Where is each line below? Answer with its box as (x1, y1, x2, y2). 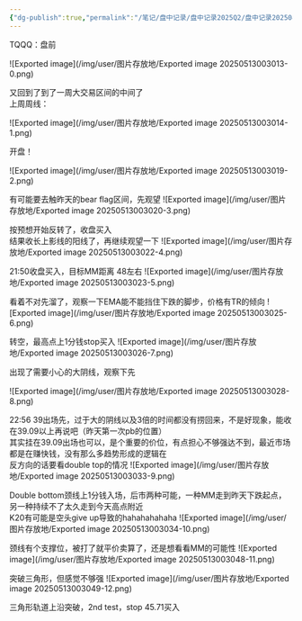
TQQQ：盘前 (9, 39, 57, 49)
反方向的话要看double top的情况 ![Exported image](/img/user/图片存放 (9, 459, 270, 470)
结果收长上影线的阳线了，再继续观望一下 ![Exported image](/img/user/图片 (9, 235, 285, 246)
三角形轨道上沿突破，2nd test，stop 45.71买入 (9, 601, 181, 612)
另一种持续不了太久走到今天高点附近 (9, 500, 144, 511)
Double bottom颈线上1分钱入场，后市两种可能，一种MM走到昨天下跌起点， (9, 490, 287, 500)
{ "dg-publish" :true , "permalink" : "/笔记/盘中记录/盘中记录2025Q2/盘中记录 (9, 13, 272, 22)
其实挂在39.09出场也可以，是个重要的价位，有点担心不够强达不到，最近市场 (9, 436, 291, 447)
